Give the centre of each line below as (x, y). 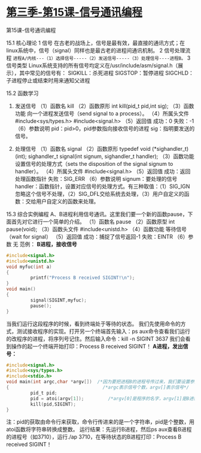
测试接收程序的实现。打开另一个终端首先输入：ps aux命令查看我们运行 (103, 331)
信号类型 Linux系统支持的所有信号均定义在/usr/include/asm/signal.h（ (92, 65)
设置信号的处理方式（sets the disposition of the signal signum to (94, 163)
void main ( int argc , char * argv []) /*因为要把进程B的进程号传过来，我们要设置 (98, 382)
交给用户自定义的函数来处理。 (62, 201)
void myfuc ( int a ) (29, 267)
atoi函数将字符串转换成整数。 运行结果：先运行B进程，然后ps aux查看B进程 (99, 430)
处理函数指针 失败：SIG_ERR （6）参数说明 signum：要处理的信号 (96, 178)
